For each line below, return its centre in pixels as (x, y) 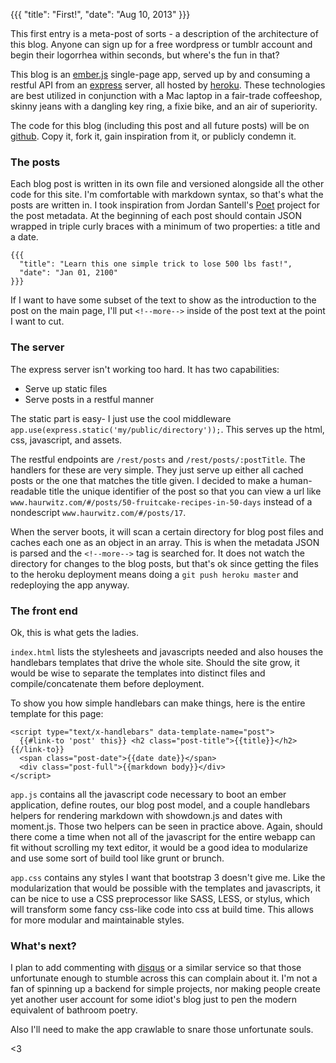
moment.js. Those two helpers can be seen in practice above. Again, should (166, 826)
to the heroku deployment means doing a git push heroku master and (154, 574)
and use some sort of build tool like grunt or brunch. (117, 858)
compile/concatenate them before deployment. (107, 683)
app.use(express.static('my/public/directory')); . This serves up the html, (167, 429)
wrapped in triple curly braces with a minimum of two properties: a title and (165, 226)
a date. (24, 237)
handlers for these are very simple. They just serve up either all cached (157, 470)
